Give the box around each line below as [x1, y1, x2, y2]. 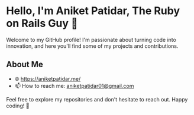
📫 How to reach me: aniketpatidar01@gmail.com [14, 82, 134, 89]
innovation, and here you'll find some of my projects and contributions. [6, 42, 179, 50]
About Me [6, 60, 43, 70]
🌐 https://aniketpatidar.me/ [14, 75, 81, 82]
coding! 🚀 [6, 102, 30, 109]
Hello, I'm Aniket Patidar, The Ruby [6, 4, 180, 18]
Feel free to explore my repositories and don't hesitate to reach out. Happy [6, 96, 188, 103]
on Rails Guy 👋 [6, 17, 78, 30]
